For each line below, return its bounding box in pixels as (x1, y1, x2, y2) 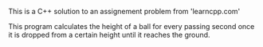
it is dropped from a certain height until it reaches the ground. (8, 31, 210, 39)
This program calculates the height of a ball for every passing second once (8, 22, 255, 31)
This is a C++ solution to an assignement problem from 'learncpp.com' (8, 7, 241, 16)
